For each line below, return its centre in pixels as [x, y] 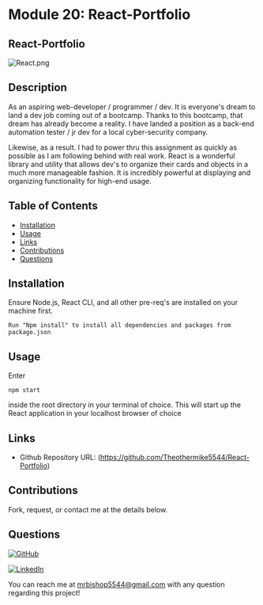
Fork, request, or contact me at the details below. [88, 509]
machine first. [31, 311]
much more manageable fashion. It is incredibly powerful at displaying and [130, 173]
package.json [30, 333]
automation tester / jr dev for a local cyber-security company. [108, 131]
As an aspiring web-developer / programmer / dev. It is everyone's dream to [132, 107]
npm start [24, 390]
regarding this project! [44, 592]
